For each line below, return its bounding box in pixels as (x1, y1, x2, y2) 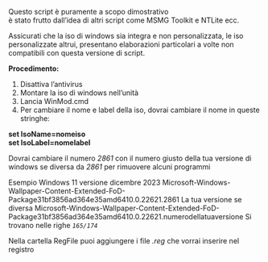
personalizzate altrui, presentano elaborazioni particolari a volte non (8, 40, 235, 49)
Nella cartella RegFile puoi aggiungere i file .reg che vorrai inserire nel (8, 236, 240, 245)
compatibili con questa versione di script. (8, 48, 146, 57)
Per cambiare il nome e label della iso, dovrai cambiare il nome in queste (19, 105, 260, 114)
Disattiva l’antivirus (19, 80, 83, 89)
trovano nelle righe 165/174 (8, 221, 98, 230)
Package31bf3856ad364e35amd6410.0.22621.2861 (8, 195, 179, 204)
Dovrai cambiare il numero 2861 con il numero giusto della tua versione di (8, 153, 252, 163)
